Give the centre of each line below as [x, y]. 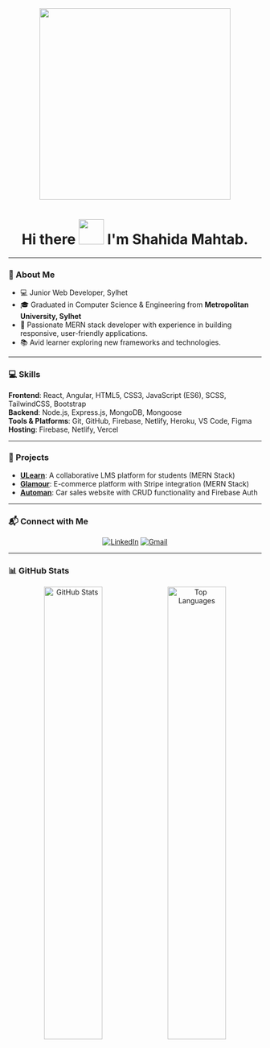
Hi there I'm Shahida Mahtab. [135, 240]
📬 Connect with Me [48, 521]
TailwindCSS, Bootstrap [47, 404]
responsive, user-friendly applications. [84, 333]
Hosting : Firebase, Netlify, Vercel [63, 429]
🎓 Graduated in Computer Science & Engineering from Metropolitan [134, 304]
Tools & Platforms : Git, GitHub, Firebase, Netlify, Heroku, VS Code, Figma [130, 420]
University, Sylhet [51, 317]
